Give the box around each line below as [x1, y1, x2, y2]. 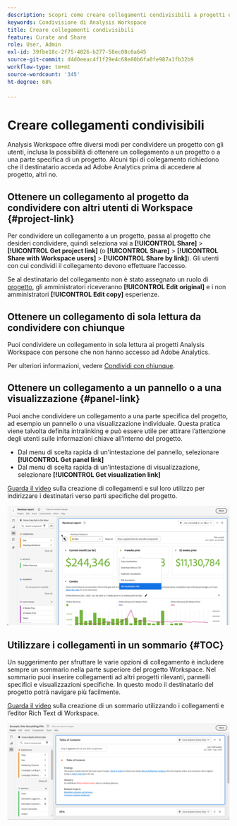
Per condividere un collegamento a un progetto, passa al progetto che [7, 231, 212, 240]
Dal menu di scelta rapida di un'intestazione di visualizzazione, [17, 463, 200, 471]
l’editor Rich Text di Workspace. [7, 709, 99, 717]
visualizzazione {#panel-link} [7, 393, 140, 405]
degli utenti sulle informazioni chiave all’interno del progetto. [7, 434, 183, 442]
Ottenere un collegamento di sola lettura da [7, 310, 202, 322]
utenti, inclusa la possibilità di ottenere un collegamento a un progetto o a [7, 148, 221, 157]
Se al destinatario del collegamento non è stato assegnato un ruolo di [7, 275, 209, 284]
